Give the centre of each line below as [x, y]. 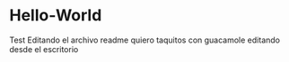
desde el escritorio [44, 49]
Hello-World [56, 15]
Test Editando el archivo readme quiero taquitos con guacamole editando [145, 40]
